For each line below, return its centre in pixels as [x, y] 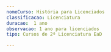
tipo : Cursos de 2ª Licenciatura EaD [54, 34]
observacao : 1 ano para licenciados [53, 29]
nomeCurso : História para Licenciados [56, 12]
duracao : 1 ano [27, 23]
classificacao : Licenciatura [43, 18]
